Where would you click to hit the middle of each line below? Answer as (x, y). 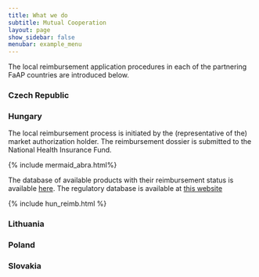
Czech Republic (39, 95)
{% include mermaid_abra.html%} (63, 165)
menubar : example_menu (45, 45)
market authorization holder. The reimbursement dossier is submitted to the (130, 142)
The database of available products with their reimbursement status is (121, 180)
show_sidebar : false (42, 37)
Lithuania (26, 224)
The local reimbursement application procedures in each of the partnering (128, 67)
